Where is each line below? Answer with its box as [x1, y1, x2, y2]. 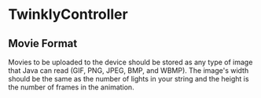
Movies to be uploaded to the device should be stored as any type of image [8, 57, 253, 67]
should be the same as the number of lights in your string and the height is [8, 74, 249, 83]
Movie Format [8, 37, 78, 50]
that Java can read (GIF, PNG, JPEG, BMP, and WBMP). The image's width [8, 66, 249, 75]
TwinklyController [8, 5, 128, 24]
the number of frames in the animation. [8, 82, 135, 92]
